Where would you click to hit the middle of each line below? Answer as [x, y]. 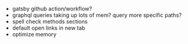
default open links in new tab [49, 28]
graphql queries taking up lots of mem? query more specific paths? [97, 15]
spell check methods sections [50, 21]
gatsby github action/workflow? [52, 9]
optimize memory [34, 34]
